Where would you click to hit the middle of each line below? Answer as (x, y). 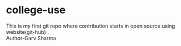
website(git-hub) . (28, 32)
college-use (36, 10)
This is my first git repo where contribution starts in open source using (90, 26)
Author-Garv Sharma (31, 38)
